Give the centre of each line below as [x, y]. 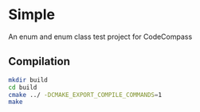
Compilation [39, 62]
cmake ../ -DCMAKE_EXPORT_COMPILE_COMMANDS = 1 [85, 95]
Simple [32, 15]
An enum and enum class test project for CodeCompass [100, 37]
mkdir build [28, 80]
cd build [23, 87]
